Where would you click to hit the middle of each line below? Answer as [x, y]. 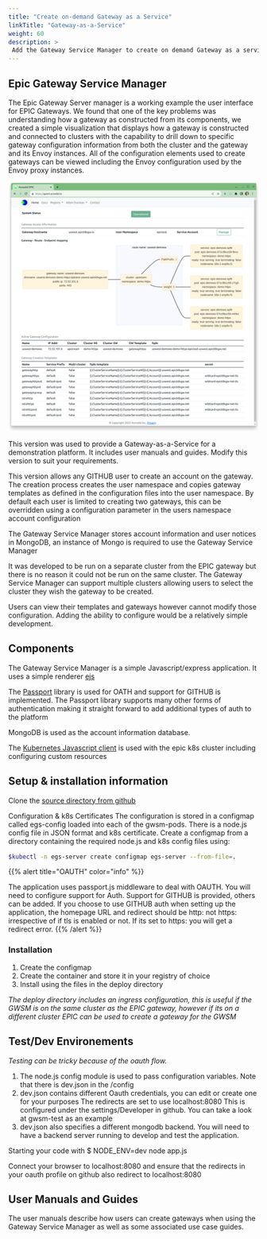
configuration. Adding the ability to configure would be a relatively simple [128, 615]
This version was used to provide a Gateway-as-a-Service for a [112, 443]
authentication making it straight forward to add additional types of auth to [130, 708]
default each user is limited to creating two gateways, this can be [115, 501]
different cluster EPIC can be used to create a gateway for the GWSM [122, 1016]
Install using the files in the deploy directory [91, 984]
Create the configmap [56, 967]
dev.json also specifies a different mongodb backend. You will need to [135, 1127]
